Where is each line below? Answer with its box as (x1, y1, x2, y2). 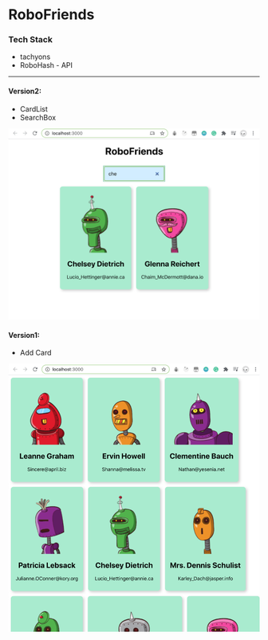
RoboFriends (8, 6, 95, 24)
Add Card (19, 348, 52, 358)
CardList (19, 104, 48, 113)
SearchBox (19, 112, 57, 122)
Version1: (8, 330, 40, 340)
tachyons (19, 52, 51, 61)
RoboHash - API (19, 61, 73, 70)
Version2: (8, 86, 42, 96)
